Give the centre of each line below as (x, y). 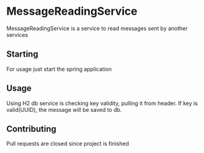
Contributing (31, 129)
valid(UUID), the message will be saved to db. (64, 109)
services (17, 34)
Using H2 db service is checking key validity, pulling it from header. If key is (102, 103)
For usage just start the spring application (59, 69)
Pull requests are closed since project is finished (68, 144)
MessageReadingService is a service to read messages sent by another (97, 28)
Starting (22, 54)
